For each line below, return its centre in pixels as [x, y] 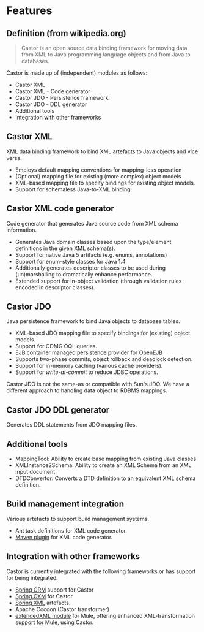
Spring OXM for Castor [44, 596]
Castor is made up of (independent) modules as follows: [77, 73]
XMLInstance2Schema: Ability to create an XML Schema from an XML [103, 465]
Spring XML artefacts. [43, 603]
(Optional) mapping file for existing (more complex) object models [98, 176]
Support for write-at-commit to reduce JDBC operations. [87, 372]
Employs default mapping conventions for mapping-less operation [98, 170]
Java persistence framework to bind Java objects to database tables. [93, 321]
